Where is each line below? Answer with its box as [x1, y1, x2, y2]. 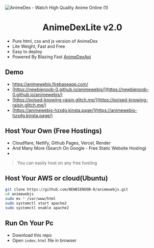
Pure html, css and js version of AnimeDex [12, 38, 98, 44]
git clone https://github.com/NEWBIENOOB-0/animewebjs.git [5, 187, 128, 192]
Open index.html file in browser [12, 237, 77, 243]
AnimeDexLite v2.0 [42, 22, 123, 33]
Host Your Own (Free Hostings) [5, 127, 102, 135]
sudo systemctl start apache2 [5, 201, 67, 206]
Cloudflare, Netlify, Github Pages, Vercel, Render [12, 140, 111, 146]
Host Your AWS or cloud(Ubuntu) [5, 174, 108, 182]
